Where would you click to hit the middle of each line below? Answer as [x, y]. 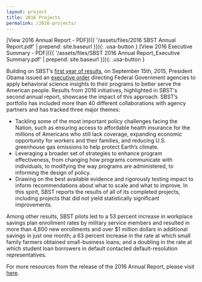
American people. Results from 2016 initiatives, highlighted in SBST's [92, 91]
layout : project [27, 12]
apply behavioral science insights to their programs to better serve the [93, 84]
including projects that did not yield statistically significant [87, 198]
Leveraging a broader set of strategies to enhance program [89, 153]
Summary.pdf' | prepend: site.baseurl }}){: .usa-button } [75, 59]
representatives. [27, 255]
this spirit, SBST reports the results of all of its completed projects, [97, 192]
